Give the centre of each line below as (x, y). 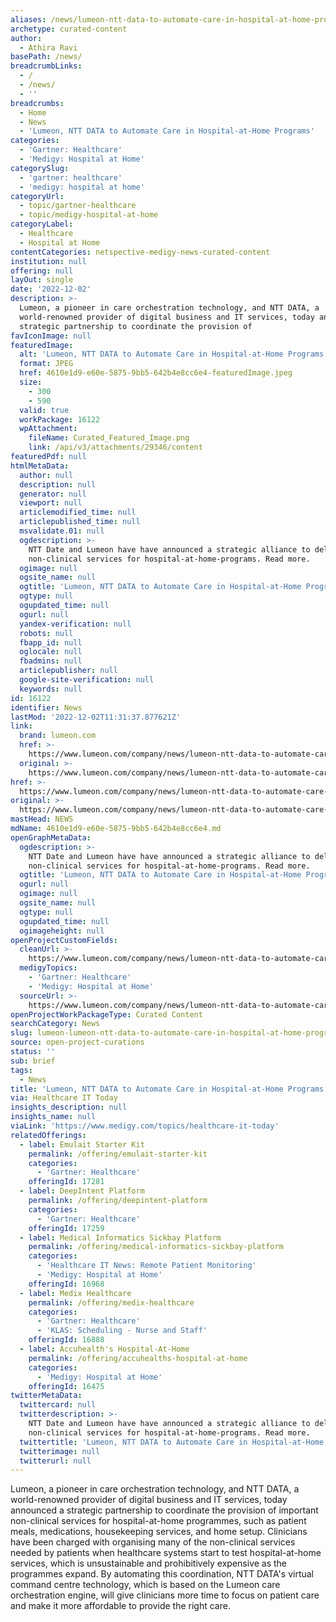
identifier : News (46, 707)
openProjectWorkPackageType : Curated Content (106, 1014)
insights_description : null (69, 1107)
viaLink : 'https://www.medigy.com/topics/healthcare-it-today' (145, 1126)
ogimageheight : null (62, 931)
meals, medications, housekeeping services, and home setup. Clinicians (159, 1532)
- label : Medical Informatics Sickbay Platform (120, 1237)
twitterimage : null (60, 1451)
